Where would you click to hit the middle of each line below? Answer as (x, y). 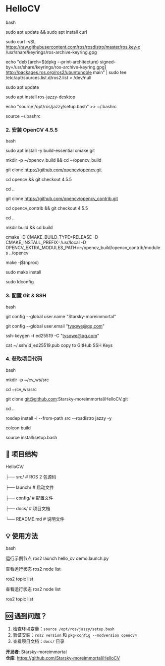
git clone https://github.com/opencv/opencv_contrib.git (62, 199)
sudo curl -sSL (21, 41)
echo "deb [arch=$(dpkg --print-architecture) (52, 62)
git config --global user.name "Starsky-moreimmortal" (61, 316)
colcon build (18, 428)
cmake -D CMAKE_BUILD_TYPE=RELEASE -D (52, 237)
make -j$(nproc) (22, 263)
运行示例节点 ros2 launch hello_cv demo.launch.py (57, 558)
